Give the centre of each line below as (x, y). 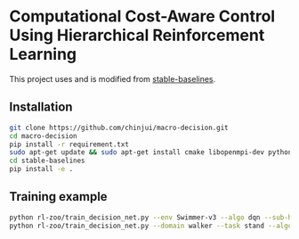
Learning (43, 54)
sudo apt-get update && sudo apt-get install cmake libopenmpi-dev (137, 152)
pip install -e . (41, 169)
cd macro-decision (43, 136)
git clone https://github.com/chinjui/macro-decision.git (119, 128)
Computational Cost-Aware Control (142, 16)
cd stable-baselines (48, 161)
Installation (41, 107)
